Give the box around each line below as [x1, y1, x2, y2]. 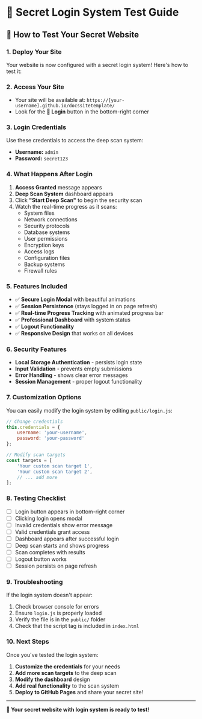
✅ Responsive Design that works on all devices [14, 330, 133, 337]
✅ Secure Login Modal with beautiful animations [14, 296, 136, 303]
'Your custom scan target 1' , [17, 463, 93, 469]
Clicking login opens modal [14, 515, 82, 522]
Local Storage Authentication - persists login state [14, 359, 142, 366]
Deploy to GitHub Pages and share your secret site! [14, 688, 144, 695]
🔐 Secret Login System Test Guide [6, 5, 179, 19]
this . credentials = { [6, 424, 61, 430]
